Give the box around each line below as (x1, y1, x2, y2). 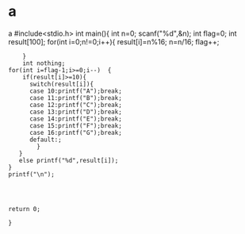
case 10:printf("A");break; (29, 86, 123, 95)
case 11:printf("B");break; (29, 94, 123, 102)
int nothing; (22, 59, 66, 67)
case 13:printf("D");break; (29, 108, 123, 116)
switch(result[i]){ (29, 80, 94, 88)
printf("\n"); (8, 170, 56, 178)
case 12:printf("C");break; (29, 101, 123, 109)
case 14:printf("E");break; (29, 114, 123, 123)
